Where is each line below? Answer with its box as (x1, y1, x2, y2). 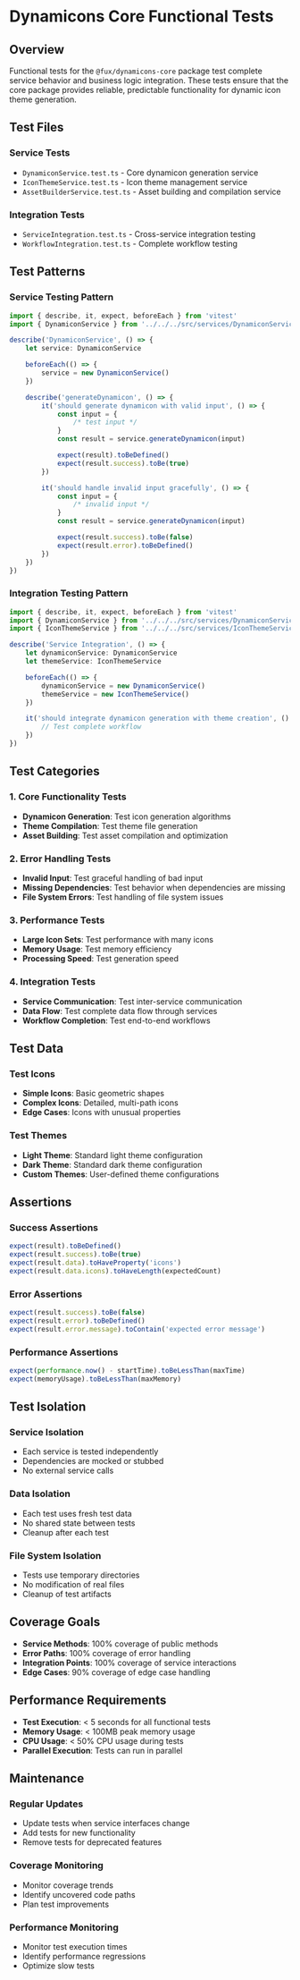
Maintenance (9, 1771, 85, 1786)
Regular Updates (9, 1798, 84, 1810)
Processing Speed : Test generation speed (21, 953, 179, 964)
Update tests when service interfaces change (21, 1818, 190, 1829)
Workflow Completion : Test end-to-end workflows (21, 1015, 212, 1026)
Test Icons (9, 1067, 56, 1079)
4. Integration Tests (9, 976, 96, 988)
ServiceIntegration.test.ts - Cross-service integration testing (21, 228, 256, 239)
